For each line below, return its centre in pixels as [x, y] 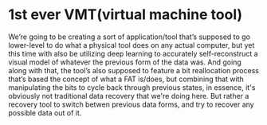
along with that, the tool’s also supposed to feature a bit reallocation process [133, 70]
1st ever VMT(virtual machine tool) [126, 15]
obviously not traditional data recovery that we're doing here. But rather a [129, 96]
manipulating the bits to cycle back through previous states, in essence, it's [132, 87]
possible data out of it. [45, 112]
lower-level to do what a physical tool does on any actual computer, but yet [132, 45]
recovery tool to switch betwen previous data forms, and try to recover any [131, 104]
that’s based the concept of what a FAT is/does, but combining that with [126, 79]
